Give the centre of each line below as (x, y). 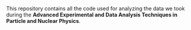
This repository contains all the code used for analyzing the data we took (95, 9)
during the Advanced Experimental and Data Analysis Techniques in (92, 15)
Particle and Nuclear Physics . (43, 21)
